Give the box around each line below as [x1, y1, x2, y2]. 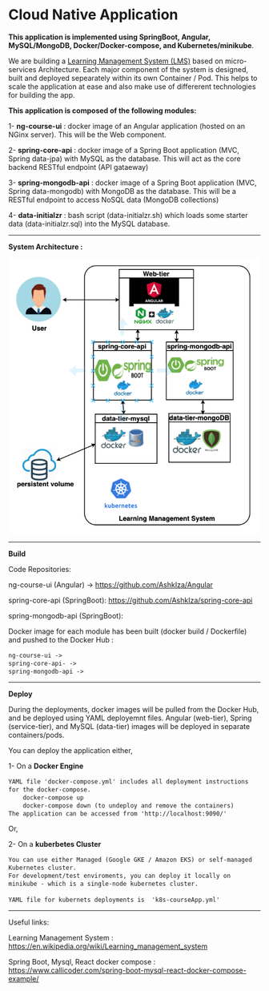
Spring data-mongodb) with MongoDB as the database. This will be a [8, 186, 236, 195]
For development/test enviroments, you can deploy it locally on [8, 872, 231, 880]
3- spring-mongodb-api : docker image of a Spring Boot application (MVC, [8, 178, 258, 187]
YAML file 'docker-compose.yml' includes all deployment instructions [8, 777, 249, 786]
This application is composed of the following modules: [8, 106, 197, 115]
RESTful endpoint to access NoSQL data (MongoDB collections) [8, 195, 219, 204]
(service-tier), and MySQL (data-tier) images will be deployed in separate [8, 721, 251, 731]
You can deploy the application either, [8, 745, 134, 755]
